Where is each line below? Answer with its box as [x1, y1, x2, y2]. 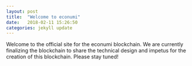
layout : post [6, 8, 38, 15]
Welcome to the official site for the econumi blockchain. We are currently [6, 41, 184, 48]
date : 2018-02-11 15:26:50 [6, 19, 78, 25]
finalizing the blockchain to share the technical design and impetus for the [6, 47, 187, 54]
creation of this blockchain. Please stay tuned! [6, 53, 119, 60]
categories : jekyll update [6, 25, 73, 31]
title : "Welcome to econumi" [6, 14, 81, 20]
